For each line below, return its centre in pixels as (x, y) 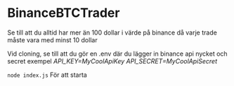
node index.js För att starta (47, 75)
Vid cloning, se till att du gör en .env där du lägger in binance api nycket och (117, 54)
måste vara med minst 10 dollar (52, 39)
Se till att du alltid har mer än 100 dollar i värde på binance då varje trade (112, 32)
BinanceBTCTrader (64, 13)
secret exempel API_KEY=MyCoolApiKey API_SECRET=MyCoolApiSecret (112, 61)
